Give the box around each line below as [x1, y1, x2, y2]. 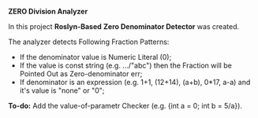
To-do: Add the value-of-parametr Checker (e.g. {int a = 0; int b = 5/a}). [8, 101, 243, 110]
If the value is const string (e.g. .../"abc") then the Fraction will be [19, 61, 233, 70]
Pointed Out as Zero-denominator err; [19, 69, 143, 78]
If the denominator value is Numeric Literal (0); [19, 53, 172, 61]
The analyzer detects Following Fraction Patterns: [8, 37, 170, 46]
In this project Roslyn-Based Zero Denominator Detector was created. [8, 22, 239, 31]
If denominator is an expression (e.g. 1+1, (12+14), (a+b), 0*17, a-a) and [19, 78, 251, 87]
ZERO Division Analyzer [8, 7, 88, 16]
